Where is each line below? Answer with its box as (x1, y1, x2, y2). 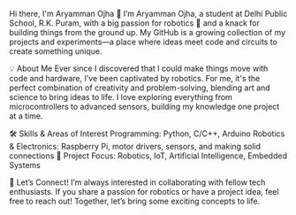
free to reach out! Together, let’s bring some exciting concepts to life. (9, 196, 261, 206)
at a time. (9, 111, 43, 121)
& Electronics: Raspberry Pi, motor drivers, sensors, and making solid (9, 142, 262, 151)
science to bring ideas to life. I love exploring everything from (9, 92, 232, 102)
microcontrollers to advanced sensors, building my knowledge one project (9, 102, 280, 111)
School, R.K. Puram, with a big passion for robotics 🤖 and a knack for (9, 18, 261, 28)
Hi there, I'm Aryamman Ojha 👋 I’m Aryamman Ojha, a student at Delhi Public (9, 9, 288, 19)
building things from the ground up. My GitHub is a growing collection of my (9, 27, 285, 37)
